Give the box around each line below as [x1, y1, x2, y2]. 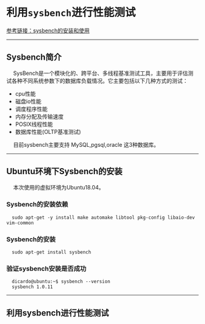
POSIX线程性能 [15, 120, 53, 128]
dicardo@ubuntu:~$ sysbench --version [12, 278, 111, 285]
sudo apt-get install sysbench [12, 249, 92, 256]
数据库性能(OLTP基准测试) [15, 128, 81, 135]
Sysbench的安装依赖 [6, 200, 68, 209]
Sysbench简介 [6, 52, 62, 63]
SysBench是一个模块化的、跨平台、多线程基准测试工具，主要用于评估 [13, 69, 189, 77]
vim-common [6, 220, 34, 226]
